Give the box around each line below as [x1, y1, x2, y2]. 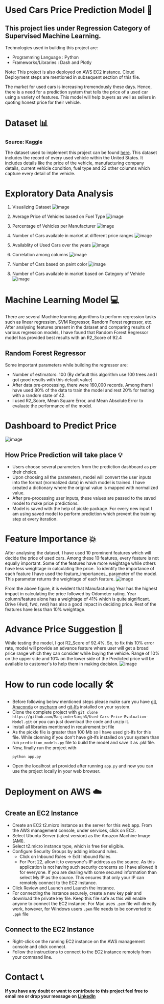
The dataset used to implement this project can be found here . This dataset [5, 150, 158, 155]
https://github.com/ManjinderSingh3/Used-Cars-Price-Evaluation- [12, 714, 148, 719]
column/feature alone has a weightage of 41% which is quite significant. [5, 596, 150, 602]
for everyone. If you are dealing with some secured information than [19, 869, 157, 875]
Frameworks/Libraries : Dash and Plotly [12, 60, 92, 65]
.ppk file [12, 911, 29, 917]
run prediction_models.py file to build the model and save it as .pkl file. [12, 739, 155, 745]
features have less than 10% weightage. [5, 606, 86, 612]
